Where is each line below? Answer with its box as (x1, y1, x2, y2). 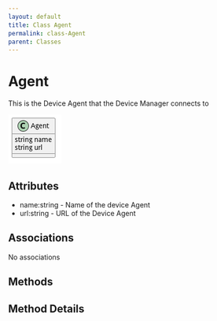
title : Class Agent (8, 21, 72, 29)
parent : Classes (8, 38, 61, 46)
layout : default (8, 13, 61, 21)
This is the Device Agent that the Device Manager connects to (8, 99, 210, 108)
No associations (8, 252, 61, 262)
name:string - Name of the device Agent (19, 200, 151, 209)
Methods (8, 275, 53, 289)
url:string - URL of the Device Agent (19, 209, 136, 218)
